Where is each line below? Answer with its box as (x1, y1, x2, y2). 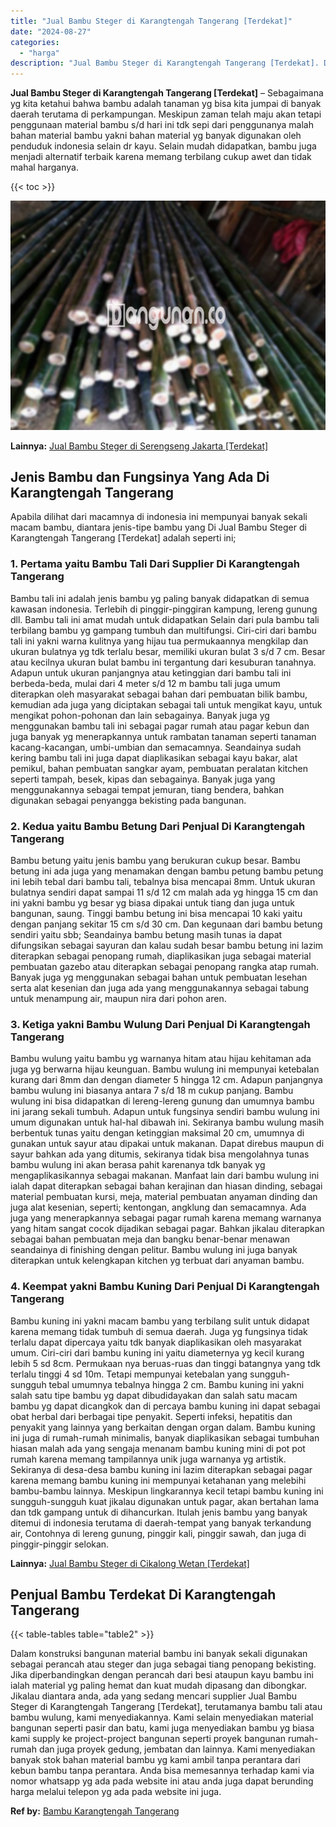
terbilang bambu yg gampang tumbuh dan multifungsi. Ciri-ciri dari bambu (10, 624, 317, 636)
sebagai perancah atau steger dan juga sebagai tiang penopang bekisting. (10, 1658, 317, 1670)
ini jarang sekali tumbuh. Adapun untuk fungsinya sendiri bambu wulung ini (10, 1106, 320, 1118)
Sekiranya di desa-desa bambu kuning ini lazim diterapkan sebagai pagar (10, 1463, 313, 1475)
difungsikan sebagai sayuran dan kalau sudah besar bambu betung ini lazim (10, 940, 324, 952)
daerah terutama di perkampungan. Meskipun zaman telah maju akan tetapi (10, 108, 322, 120)
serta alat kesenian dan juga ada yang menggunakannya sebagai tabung (10, 982, 310, 994)
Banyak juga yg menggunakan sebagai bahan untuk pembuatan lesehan (10, 971, 308, 984)
